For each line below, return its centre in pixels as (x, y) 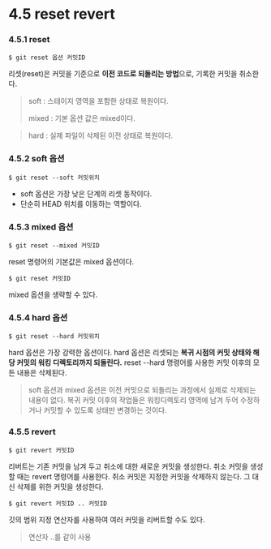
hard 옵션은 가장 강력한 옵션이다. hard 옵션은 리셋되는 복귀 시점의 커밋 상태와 (130, 353)
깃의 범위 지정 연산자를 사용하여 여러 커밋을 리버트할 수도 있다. (107, 519)
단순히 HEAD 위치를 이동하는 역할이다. (81, 204)
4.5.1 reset (29, 40)
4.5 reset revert (62, 14)
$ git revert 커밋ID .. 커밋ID (58, 504)
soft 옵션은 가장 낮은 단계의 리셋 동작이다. (86, 193)
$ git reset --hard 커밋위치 (54, 337)
